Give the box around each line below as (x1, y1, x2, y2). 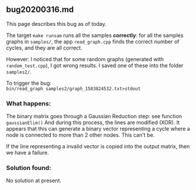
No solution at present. (6, 177, 62, 184)
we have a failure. (6, 149, 49, 156)
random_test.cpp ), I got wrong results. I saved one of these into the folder (6, 62, 184, 69)
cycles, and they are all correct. (6, 44, 82, 51)
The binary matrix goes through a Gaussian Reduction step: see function (6, 113, 182, 120)
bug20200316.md (6, 5, 74, 15)
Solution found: (6, 164, 52, 172)
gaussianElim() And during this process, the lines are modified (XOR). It (6, 119, 180, 126)
